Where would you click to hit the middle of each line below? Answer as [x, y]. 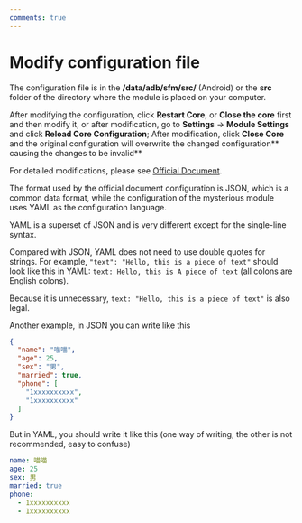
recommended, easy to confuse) [70, 444]
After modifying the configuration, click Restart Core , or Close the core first [151, 115]
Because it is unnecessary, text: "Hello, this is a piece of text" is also [150, 298]
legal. [19, 307]
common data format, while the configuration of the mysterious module [142, 197]
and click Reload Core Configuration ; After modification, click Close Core [147, 134]
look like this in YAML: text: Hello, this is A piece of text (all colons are [151, 271]
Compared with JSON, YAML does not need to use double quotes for [137, 252]
